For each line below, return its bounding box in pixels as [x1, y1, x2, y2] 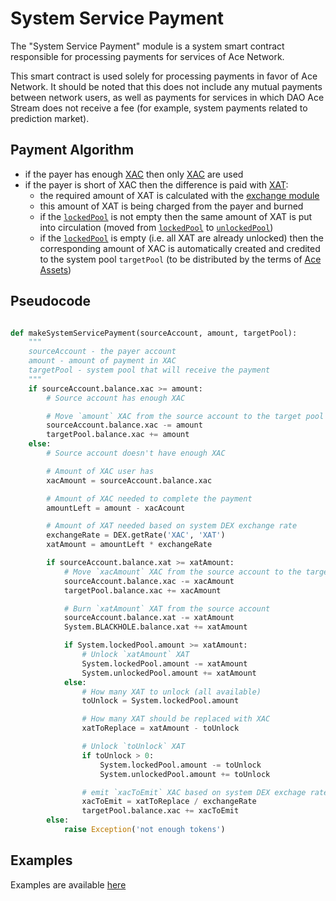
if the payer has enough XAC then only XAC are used [24, 168, 244, 180]
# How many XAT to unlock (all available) [81, 687, 262, 697]
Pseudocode [10, 293, 92, 310]
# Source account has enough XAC [46, 393, 186, 403]
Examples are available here [10, 878, 127, 891]
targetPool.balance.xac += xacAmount [63, 585, 222, 596]
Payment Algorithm [10, 142, 135, 159]
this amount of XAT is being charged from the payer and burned [39, 200, 304, 212]
